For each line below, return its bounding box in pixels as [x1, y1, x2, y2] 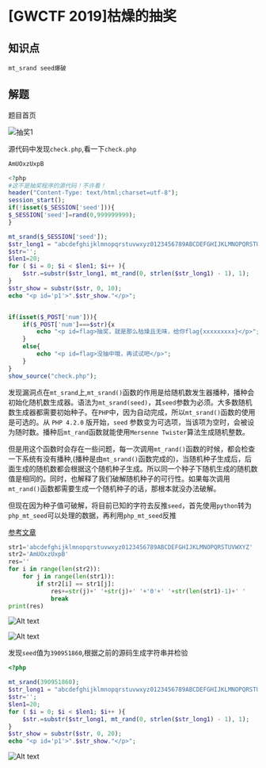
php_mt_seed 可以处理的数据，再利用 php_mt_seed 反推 [8, 510, 177, 520]
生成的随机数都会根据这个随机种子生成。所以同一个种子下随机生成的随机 [14, 463, 251, 473]
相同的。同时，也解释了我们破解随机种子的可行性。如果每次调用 [21, 474, 230, 483]
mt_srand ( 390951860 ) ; [8, 678, 80, 686]
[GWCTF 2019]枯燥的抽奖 [8, 7, 177, 25]
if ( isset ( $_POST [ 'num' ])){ [8, 313, 97, 321]
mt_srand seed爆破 [8, 64, 66, 72]
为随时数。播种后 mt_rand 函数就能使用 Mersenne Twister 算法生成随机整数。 [8, 427, 249, 436]
